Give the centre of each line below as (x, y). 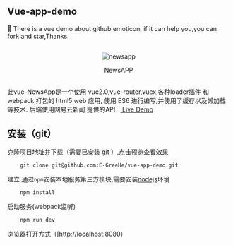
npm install (37, 193)
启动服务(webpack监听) (42, 207)
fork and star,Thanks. (38, 36)
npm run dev (37, 220)
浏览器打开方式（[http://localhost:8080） (67, 234)
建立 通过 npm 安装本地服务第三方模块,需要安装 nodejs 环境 (89, 179)
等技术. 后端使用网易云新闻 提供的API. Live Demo (80, 109)
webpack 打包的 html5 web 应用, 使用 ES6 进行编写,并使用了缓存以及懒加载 (116, 100)
